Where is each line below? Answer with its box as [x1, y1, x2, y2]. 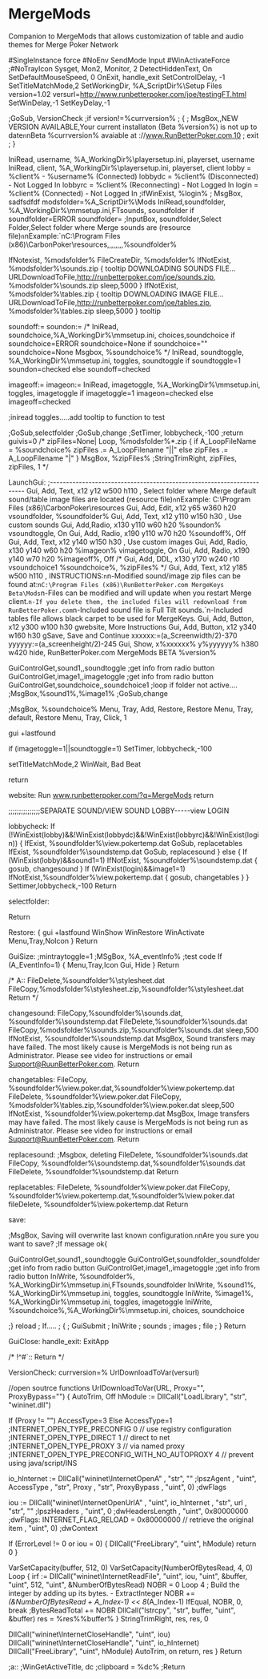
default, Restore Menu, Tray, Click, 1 [8, 712, 127, 722]
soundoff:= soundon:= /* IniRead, [8, 321, 119, 331]
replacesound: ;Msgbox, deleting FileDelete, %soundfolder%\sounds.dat [8, 1150, 249, 1159]
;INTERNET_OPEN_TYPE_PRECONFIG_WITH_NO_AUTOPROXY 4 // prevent [8, 1449, 254, 1459]
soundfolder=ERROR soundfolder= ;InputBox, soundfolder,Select [8, 214, 222, 223]
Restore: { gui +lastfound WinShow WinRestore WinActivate [8, 927, 206, 937]
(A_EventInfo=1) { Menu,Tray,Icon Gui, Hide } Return [8, 960, 180, 969]
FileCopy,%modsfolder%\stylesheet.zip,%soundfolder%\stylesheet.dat [8, 984, 244, 993]
